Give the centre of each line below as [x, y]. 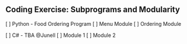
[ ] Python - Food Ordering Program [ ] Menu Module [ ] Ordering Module [93, 23]
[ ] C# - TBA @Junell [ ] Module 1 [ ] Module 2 [61, 35]
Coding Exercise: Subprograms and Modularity [93, 10]
